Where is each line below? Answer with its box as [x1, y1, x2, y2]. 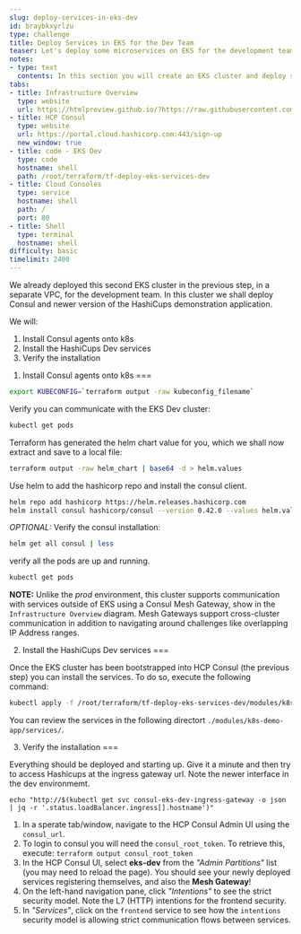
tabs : [9, 80, 30, 89]
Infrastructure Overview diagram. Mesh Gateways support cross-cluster [9, 608, 280, 619]
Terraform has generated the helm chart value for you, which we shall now [9, 437, 285, 448]
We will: [9, 316, 39, 327]
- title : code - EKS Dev [9, 146, 102, 155]
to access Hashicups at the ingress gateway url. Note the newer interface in [9, 769, 289, 779]
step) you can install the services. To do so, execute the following [9, 672, 251, 683]
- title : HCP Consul [9, 113, 87, 122]
